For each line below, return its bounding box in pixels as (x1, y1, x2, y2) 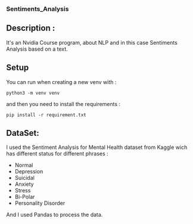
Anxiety (14, 181, 34, 188)
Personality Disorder (14, 200, 66, 207)
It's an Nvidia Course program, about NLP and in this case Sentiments (6, 39, 178, 46)
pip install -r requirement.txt (6, 112, 86, 118)
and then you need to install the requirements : (6, 100, 121, 107)
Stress (14, 187, 31, 194)
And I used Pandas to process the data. (6, 211, 103, 219)
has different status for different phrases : (6, 150, 108, 157)
